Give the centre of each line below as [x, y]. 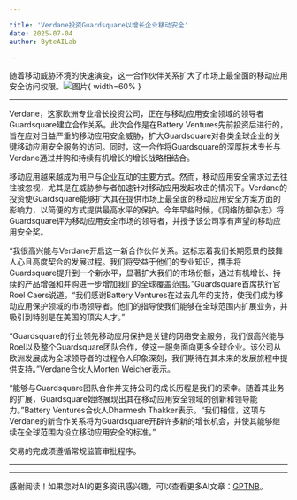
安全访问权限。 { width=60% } [75, 87]
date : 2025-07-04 [41, 33]
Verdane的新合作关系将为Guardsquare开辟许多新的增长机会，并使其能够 [141, 421]
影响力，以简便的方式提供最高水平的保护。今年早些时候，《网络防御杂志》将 [147, 210]
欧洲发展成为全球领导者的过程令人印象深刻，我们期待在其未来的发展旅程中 [145, 358]
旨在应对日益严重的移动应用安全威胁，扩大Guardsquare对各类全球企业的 [141, 136]
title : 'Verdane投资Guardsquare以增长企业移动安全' [99, 25]
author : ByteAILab [43, 42]
